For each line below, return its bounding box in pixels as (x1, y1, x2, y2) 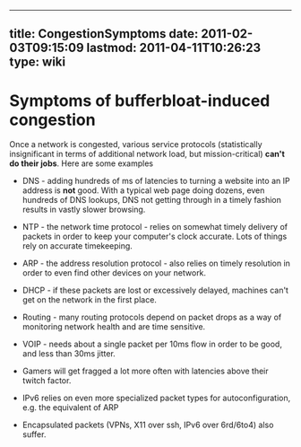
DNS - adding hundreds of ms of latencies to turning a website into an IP (21, 176, 290, 187)
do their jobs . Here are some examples (9, 158, 154, 169)
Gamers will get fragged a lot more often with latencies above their (21, 365, 269, 377)
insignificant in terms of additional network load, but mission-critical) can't (9, 149, 285, 160)
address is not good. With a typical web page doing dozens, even (21, 185, 265, 196)
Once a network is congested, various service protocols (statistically (9, 139, 262, 150)
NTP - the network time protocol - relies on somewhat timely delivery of (21, 222, 288, 232)
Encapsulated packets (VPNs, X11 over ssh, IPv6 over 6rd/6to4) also (21, 419, 274, 431)
